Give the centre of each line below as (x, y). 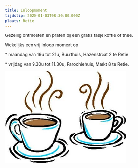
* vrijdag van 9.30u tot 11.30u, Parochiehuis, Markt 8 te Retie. (67, 64)
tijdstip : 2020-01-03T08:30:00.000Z (43, 16)
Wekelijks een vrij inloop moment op (42, 45)
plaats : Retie (20, 21)
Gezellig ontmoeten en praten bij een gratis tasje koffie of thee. (69, 35)
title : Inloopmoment (26, 10)
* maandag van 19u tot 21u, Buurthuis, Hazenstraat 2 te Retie (67, 55)
